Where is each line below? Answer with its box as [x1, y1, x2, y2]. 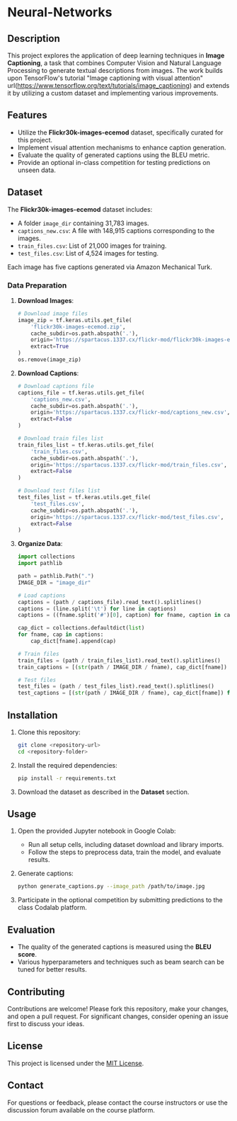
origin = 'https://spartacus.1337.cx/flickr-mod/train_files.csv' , [30, 461, 228, 468]
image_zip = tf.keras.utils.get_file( [17, 317, 132, 324]
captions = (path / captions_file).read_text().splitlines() [17, 598, 202, 605]
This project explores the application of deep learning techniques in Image [7, 51, 225, 59]
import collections [17, 553, 76, 560]
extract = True [30, 343, 69, 351]
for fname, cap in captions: [17, 631, 104, 638]
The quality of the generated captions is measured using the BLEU [17, 943, 212, 951]
